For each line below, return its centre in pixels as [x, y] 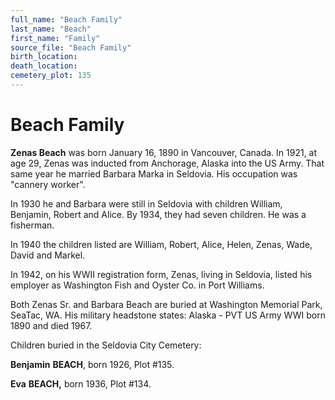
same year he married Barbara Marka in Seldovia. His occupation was [154, 173]
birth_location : [44, 57]
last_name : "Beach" [51, 29]
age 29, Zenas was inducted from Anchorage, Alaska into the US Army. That [167, 163]
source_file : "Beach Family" [71, 47]
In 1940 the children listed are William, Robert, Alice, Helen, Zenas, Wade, [161, 244]
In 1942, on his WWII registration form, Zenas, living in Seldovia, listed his [161, 274]
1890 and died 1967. [51, 325]
